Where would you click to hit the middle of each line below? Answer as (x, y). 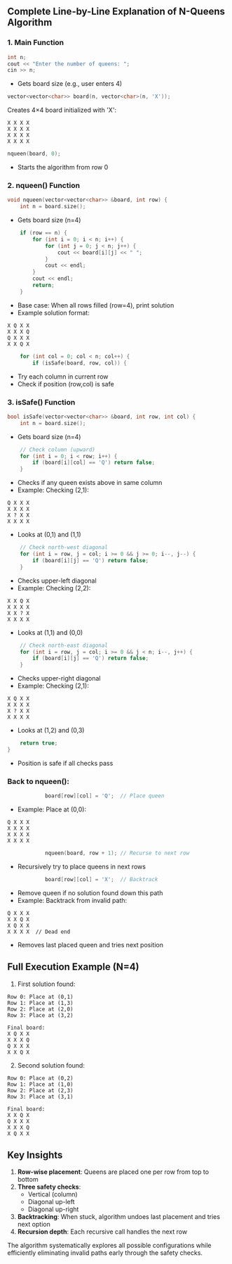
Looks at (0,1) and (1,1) (49, 535)
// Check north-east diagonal (64, 645)
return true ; (39, 743)
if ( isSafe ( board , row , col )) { (80, 363)
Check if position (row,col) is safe (66, 384)
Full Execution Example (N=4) (73, 967)
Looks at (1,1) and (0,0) (50, 632)
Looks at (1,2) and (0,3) (51, 731)
